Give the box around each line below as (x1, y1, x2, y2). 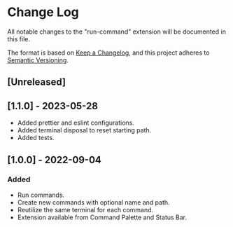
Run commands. (17, 191, 65, 199)
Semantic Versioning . (7, 55, 69, 64)
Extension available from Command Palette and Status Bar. (17, 213, 188, 221)
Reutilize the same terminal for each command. (17, 205, 154, 214)
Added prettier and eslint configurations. (17, 118, 135, 127)
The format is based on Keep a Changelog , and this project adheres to (7, 48, 210, 57)
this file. (7, 34, 30, 43)
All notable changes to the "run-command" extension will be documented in (7, 27, 226, 36)
